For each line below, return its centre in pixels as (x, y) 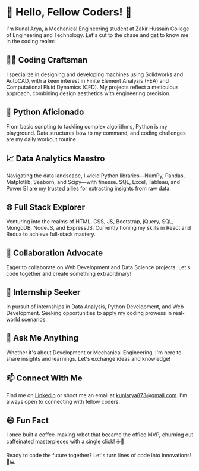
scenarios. (34, 319)
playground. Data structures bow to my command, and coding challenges (96, 133)
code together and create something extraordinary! (69, 274)
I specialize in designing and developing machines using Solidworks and (94, 74)
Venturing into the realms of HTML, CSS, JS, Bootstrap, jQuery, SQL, (90, 222)
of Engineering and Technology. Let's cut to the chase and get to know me (97, 35)
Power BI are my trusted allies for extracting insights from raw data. (89, 188)
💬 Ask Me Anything (42, 338)
